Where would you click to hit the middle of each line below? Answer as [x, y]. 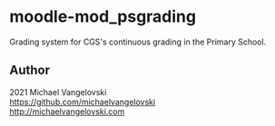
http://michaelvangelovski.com [67, 111]
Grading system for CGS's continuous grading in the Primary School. [138, 42]
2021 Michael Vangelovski [58, 92]
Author [29, 70]
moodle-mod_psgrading [103, 17]
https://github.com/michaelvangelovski [83, 102]
